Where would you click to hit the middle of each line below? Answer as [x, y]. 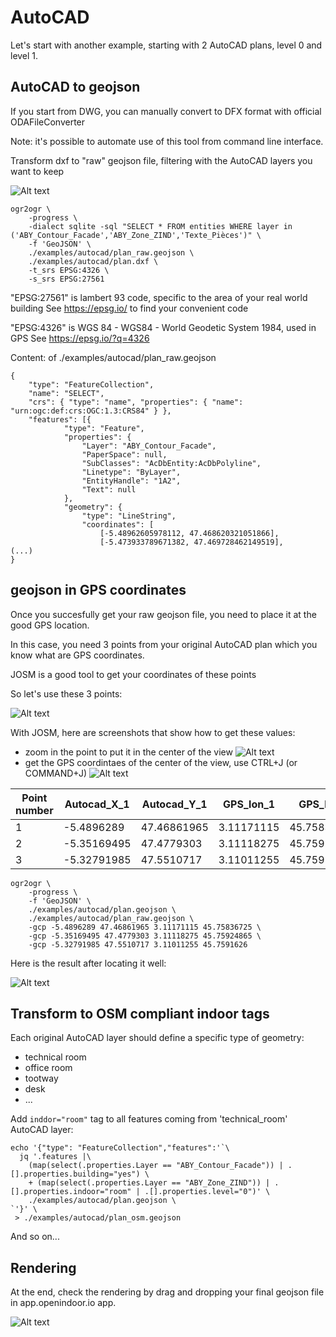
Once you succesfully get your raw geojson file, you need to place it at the [163, 614]
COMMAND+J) [56, 773]
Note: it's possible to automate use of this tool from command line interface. [167, 141]
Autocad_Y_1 [174, 804]
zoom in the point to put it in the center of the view [128, 752]
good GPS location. [50, 625]
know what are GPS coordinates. [77, 655]
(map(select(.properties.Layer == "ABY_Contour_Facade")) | [156, 1166]
